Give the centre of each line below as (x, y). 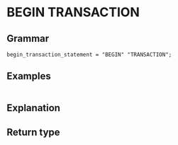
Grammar (28, 39)
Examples (29, 76)
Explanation (34, 108)
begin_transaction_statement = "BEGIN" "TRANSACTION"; (89, 54)
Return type (34, 132)
